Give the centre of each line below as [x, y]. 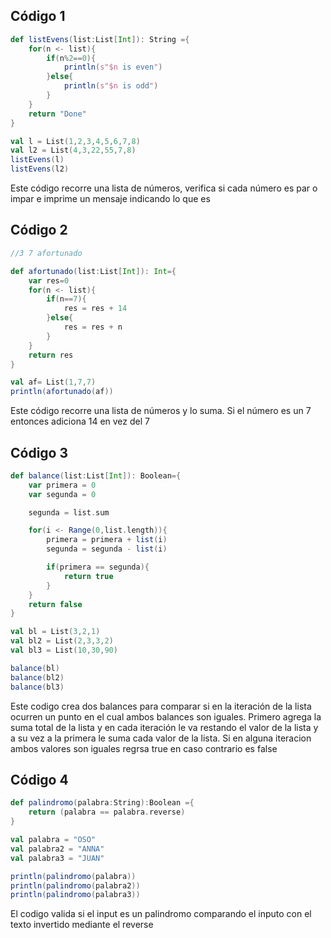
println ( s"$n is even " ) [113, 67]
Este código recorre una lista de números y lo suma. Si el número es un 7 [161, 411]
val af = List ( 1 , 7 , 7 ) [53, 382]
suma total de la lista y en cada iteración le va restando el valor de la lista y [164, 727]
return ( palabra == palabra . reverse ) [107, 812]
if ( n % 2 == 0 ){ [71, 58]
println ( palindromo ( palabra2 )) [75, 885]
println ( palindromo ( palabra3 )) [75, 895]
